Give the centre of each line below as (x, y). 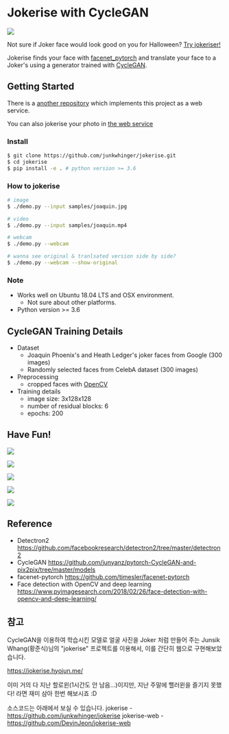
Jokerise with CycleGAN (78, 13)
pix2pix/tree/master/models (56, 570)
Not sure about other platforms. (72, 302)
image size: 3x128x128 (59, 399)
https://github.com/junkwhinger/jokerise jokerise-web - (85, 715)
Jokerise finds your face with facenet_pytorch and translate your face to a (112, 58)
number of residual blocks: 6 (68, 406)
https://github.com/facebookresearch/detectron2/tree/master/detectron (119, 548)
